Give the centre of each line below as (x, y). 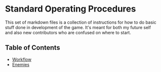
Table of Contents (33, 48)
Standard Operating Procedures (71, 9)
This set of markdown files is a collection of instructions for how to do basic (81, 22)
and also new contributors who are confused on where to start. (68, 32)
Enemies (21, 64)
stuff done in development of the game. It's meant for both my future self (78, 27)
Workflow (22, 59)
